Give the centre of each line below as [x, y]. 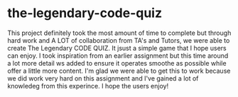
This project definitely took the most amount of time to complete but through [119, 33]
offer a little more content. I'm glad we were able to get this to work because [119, 71]
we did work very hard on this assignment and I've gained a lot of [103, 78]
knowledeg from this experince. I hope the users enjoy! [88, 86]
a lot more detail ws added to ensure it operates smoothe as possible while [117, 63]
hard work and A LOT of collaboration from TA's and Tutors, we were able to [119, 40]
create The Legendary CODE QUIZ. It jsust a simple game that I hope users [117, 48]
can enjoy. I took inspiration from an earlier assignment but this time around [118, 56]
